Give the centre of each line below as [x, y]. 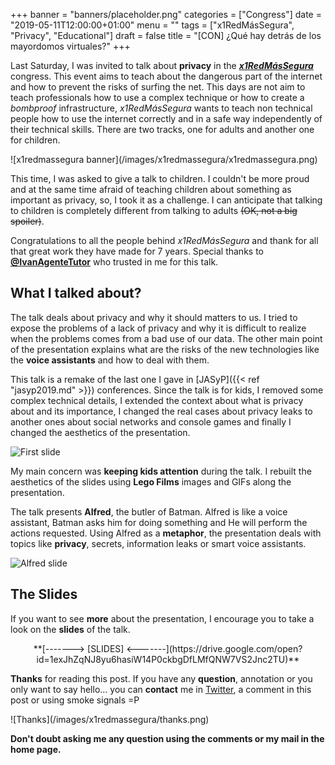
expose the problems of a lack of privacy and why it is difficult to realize [158, 328]
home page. [36, 749]
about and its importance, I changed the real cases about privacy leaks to [161, 411]
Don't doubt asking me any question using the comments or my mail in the [167, 738]
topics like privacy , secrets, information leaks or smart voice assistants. [158, 543]
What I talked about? [76, 293]
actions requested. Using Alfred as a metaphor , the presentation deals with [166, 533]
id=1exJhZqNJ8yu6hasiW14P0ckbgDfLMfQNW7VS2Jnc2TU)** [168, 659]
